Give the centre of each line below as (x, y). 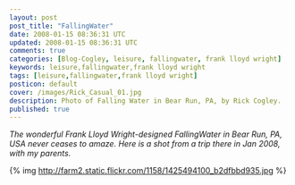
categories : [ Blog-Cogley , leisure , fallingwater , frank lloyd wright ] (145, 59)
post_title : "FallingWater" (62, 26)
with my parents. (40, 154)
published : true (39, 109)
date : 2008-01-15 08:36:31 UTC (67, 34)
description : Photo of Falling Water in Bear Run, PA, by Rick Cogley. (145, 101)
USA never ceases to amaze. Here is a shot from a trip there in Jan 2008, (145, 144)
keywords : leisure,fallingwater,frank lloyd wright (107, 68)
